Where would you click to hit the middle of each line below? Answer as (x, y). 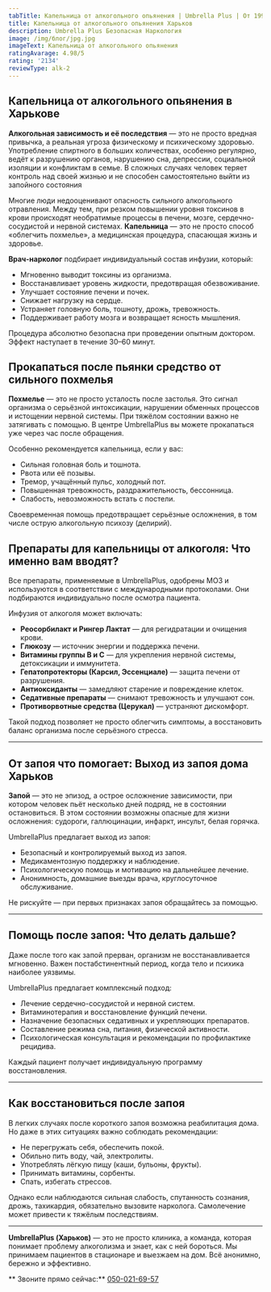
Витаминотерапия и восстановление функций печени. (113, 1012)
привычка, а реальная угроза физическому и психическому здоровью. (131, 141)
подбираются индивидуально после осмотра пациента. (105, 598)
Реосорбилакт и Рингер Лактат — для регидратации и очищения (133, 629)
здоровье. (26, 243)
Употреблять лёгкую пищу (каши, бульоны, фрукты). (110, 1164)
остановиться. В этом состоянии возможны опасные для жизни (119, 813)
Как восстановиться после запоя (97, 1103)
